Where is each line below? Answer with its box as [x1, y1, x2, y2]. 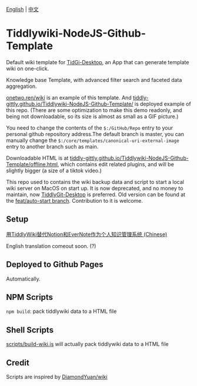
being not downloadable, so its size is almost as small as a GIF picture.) [6, 113, 179, 120]
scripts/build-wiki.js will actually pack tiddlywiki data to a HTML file [6, 341, 169, 348]
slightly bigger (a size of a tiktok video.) [6, 167, 102, 174]
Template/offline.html [6, 160, 58, 167]
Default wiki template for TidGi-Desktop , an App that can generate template [6, 58, 189, 65]
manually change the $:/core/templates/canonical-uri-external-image [6, 137, 179, 144]
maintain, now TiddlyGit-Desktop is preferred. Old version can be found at [6, 191, 186, 198]
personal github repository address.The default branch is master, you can [6, 130, 184, 137]
